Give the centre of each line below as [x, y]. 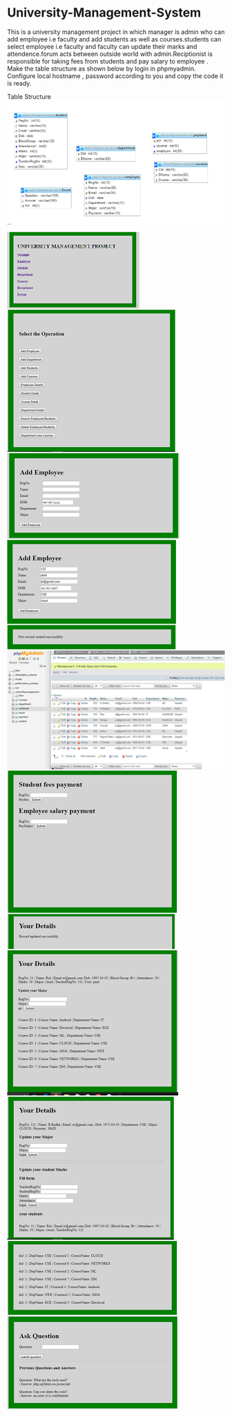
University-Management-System [104, 13]
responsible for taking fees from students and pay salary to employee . [108, 61]
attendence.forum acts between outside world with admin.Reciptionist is [110, 54]
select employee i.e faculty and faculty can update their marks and [102, 46]
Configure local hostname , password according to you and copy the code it [115, 76]
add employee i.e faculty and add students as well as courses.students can [114, 39]
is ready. [19, 83]
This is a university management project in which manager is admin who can [116, 32]
